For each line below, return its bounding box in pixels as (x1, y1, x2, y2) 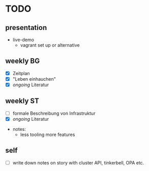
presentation (5, 23, 47, 32)
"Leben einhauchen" (12, 76, 56, 82)
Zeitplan (12, 70, 30, 76)
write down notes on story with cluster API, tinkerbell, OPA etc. (12, 159, 144, 165)
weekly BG (5, 57, 40, 65)
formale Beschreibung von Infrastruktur (12, 110, 96, 116)
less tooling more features (20, 131, 75, 138)
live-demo (12, 37, 35, 43)
